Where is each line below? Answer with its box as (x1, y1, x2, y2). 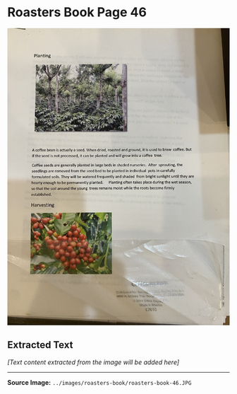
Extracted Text (7, 339, 73, 351)
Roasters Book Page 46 (7, 4, 147, 21)
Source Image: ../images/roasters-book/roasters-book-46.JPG (7, 378, 192, 386)
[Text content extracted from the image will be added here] (7, 358, 180, 366)
